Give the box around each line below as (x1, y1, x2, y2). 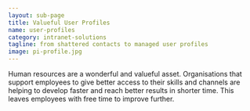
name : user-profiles (8, 26, 76, 34)
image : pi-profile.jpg (8, 48, 82, 55)
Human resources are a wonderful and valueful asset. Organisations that (8, 70, 243, 78)
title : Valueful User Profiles (8, 19, 111, 27)
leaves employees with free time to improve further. (8, 95, 175, 103)
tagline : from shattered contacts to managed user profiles (8, 41, 209, 48)
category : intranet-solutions (8, 33, 107, 41)
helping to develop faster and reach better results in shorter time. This (8, 86, 234, 95)
